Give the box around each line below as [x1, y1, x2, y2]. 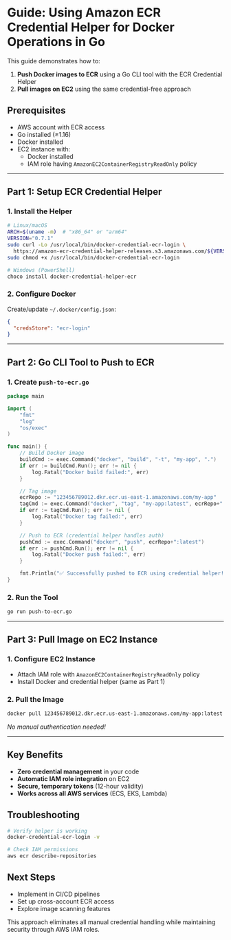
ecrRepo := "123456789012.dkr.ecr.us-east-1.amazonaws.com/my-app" [19, 494, 217, 501]
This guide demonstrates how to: [7, 56, 101, 65]
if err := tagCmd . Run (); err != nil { [19, 507, 131, 514]
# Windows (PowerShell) [7, 266, 76, 273]
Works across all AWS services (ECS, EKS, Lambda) [16, 789, 168, 798]
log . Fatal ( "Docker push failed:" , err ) [32, 551, 146, 558]
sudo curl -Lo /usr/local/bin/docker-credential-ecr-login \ [7, 242, 186, 248]
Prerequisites [7, 105, 66, 116]
